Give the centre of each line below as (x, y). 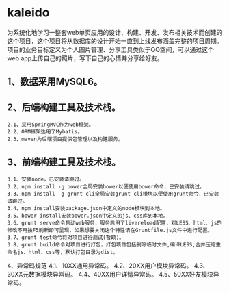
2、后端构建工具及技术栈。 (64, 107)
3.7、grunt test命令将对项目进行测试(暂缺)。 (66, 238)
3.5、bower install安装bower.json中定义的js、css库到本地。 (88, 216)
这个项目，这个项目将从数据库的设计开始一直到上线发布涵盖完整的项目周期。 (115, 41)
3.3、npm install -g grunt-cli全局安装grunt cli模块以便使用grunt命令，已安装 (113, 194)
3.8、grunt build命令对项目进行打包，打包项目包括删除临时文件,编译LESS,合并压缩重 (114, 244)
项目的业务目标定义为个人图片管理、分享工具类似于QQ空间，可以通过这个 (110, 49)
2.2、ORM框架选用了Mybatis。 (45, 132)
